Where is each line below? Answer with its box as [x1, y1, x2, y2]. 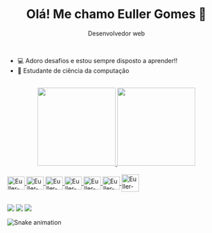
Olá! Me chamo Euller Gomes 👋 [26, 6, 206, 22]
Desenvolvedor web [87, 29, 145, 37]
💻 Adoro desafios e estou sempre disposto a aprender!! [17, 56, 178, 64]
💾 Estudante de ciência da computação [17, 66, 130, 75]
